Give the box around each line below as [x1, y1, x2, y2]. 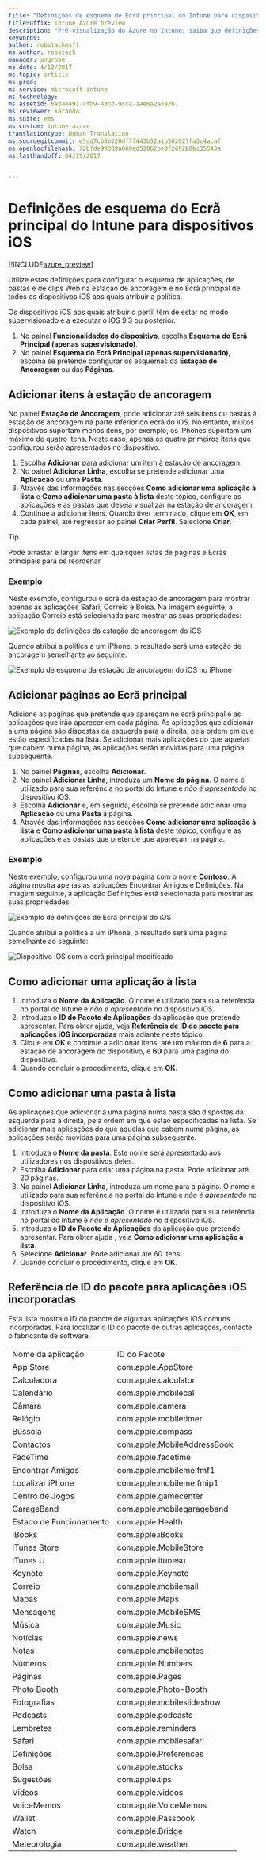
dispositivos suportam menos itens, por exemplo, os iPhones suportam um [8, 426, 252, 435]
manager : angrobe [8, 56, 66, 64]
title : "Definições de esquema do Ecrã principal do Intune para [8, 11, 228, 20]
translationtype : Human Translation [8, 129, 129, 137]
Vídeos [12, 1786, 39, 1797]
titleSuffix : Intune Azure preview [8, 19, 126, 27]
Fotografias [12, 1697, 55, 1708]
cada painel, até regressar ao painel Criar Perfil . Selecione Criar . [19, 517, 232, 526]
